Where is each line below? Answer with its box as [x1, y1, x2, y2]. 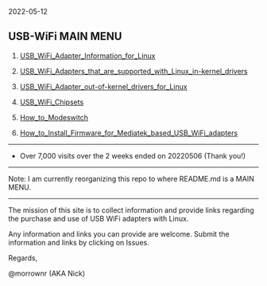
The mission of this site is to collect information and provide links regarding [8, 205, 254, 214]
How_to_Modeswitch [19, 112, 89, 122]
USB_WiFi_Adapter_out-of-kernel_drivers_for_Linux [19, 81, 188, 91]
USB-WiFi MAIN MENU [8, 29, 122, 43]
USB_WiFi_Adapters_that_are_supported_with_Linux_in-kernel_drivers [19, 66, 248, 76]
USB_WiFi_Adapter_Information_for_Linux [19, 51, 156, 61]
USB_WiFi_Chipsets [19, 97, 84, 107]
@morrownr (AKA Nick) [8, 268, 86, 278]
